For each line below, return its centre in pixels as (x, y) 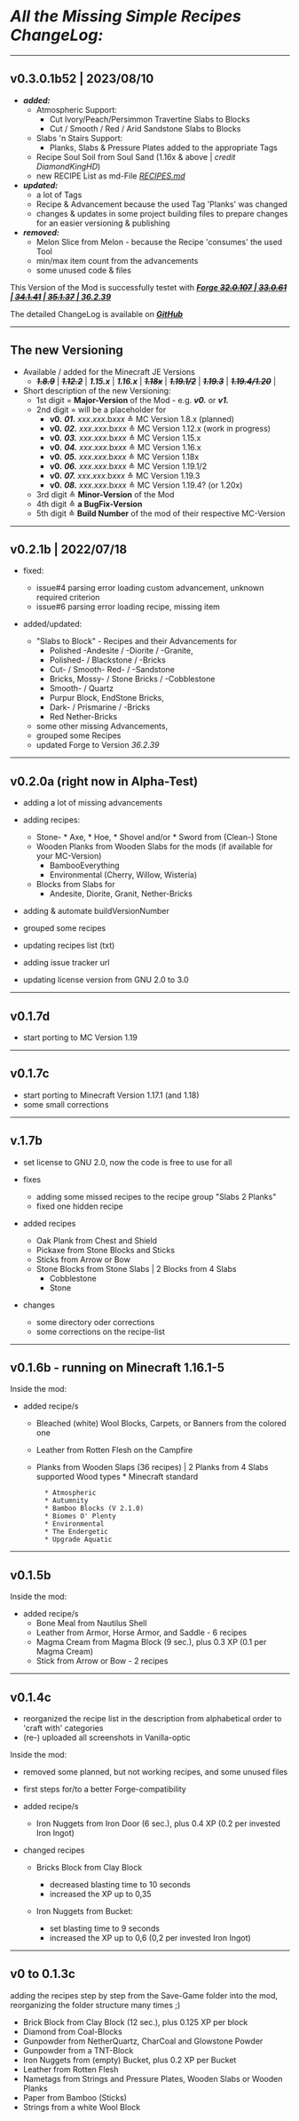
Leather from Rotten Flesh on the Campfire (114, 1450)
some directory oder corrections (95, 1322)
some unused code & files (84, 270)
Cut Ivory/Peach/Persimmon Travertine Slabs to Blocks (150, 119)
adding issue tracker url (66, 963)
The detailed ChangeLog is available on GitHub (97, 314)
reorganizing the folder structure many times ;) (95, 2005)
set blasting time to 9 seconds (105, 1928)
